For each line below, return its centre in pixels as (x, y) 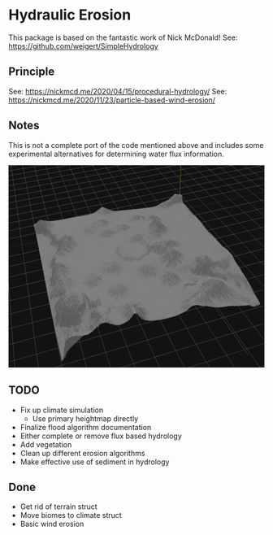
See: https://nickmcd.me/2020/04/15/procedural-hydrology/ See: (118, 91)
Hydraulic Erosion (70, 15)
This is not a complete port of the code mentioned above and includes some (136, 145)
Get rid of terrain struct (58, 507)
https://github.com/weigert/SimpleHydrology (83, 46)
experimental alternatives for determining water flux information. (117, 154)
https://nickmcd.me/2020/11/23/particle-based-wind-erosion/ (112, 100)
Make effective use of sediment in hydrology (95, 462)
